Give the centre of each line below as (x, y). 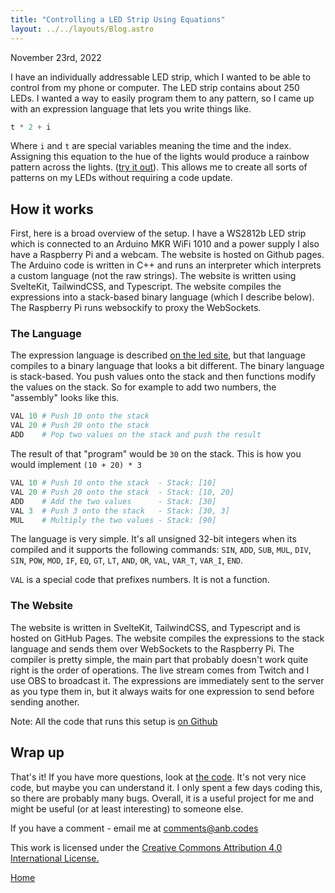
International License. (55, 858)
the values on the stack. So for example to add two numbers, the (143, 387)
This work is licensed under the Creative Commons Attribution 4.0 (146, 847)
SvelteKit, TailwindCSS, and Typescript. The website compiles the (146, 287)
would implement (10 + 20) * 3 (76, 465)
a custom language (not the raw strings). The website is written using (153, 276)
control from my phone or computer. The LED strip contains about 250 (155, 87)
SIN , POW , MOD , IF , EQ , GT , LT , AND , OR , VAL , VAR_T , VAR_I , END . (126, 560)
